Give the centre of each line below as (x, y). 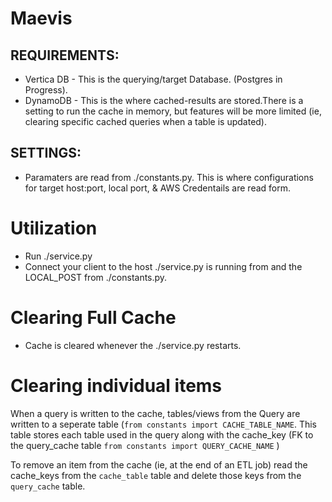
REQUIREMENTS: (65, 55)
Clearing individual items (116, 385)
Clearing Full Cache (93, 317)
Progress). (46, 90)
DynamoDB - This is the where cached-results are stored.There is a (164, 100)
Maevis (41, 18)
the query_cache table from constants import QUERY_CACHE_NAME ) (145, 445)
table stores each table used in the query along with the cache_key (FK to (162, 434)
